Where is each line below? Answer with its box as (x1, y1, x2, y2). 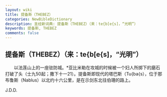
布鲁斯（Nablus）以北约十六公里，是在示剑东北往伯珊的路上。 (5, 77, 134, 83)
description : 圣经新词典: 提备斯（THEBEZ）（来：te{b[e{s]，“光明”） (5, 21, 138, 26)
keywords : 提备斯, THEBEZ (5, 26, 57, 31)
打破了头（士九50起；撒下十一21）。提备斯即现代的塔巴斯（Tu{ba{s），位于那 (5, 70, 163, 76)
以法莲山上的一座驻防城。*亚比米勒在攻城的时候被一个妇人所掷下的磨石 (13, 64, 161, 70)
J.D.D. (5, 87, 17, 93)
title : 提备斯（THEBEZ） (5, 12, 53, 17)
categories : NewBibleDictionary (5, 16, 72, 21)
